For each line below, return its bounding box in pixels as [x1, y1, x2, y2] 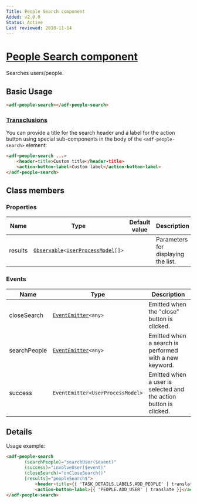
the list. [156, 257, 176, 265]
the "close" [148, 307, 179, 315]
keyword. [148, 361, 174, 369]
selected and [148, 385, 185, 393]
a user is [148, 377, 172, 386]
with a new [148, 353, 179, 362]
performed [148, 346, 178, 355]
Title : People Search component [6, 8, 85, 15]
